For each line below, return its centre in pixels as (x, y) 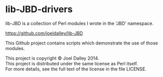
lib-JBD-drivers (39, 9)
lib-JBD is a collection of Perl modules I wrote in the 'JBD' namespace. (79, 23)
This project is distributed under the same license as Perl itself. (72, 63)
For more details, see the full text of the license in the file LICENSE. (76, 69)
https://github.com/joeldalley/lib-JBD (44, 33)
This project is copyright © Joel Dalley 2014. (52, 58)
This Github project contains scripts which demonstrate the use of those (81, 43)
